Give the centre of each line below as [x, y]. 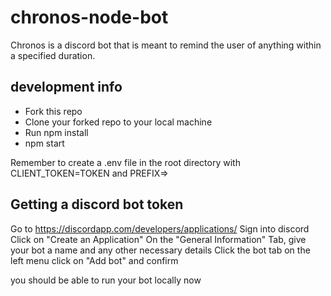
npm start [44, 143]
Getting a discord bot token [97, 204]
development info [66, 87]
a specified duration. [53, 55]
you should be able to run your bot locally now [106, 280]
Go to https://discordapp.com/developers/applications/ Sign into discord [160, 228]
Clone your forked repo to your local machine [118, 122]
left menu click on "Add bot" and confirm [94, 260]
